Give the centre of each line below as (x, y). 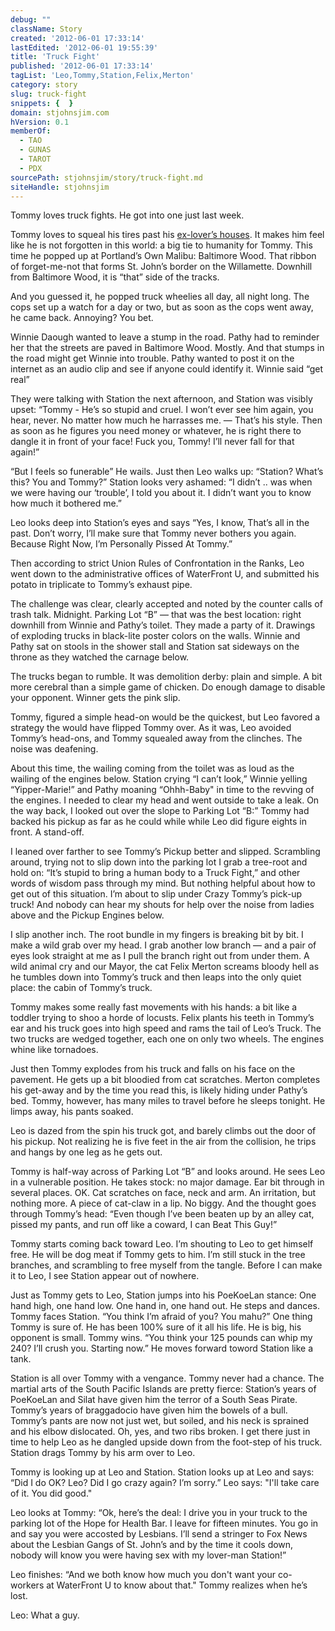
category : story (44, 85)
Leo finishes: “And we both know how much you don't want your (143, 1575)
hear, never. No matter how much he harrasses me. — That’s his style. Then (166, 420)
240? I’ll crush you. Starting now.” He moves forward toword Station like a (162, 1348)
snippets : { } (42, 103)
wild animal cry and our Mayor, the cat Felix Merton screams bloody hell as (165, 967)
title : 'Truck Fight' (55, 57)
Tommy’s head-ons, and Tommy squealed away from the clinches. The (156, 738)
